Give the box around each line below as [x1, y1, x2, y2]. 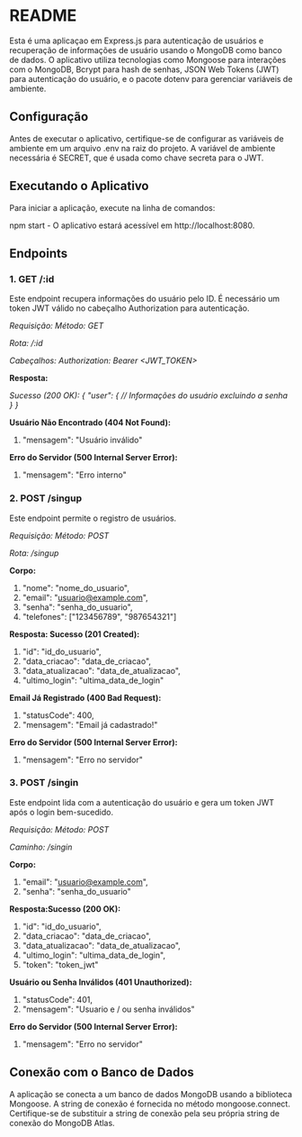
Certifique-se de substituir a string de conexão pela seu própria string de [9, 1107, 280, 1118]
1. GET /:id [9, 272, 55, 285]
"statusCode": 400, [22, 709, 94, 721]
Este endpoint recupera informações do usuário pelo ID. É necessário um [9, 294, 280, 305]
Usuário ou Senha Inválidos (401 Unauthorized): [9, 977, 192, 987]
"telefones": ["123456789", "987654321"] [22, 611, 177, 622]
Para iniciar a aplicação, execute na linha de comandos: [9, 202, 216, 213]
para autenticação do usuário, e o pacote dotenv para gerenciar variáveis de [9, 73, 293, 84]
